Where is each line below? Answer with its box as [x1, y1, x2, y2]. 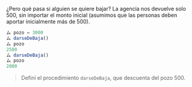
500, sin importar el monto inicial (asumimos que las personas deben [6, 11, 178, 19]
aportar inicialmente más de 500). [6, 18, 90, 25]
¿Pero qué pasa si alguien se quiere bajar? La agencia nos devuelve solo [6, 5, 187, 12]
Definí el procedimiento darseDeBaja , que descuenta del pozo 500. [20, 74, 186, 82]
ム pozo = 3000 [6, 30, 43, 36]
